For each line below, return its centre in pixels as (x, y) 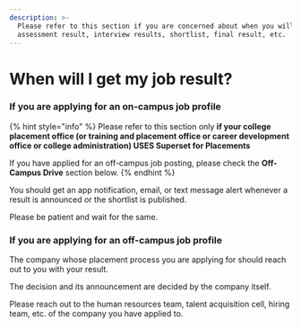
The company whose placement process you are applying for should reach (148, 260)
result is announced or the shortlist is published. (98, 199)
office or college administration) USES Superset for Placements (130, 146)
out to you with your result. (59, 270)
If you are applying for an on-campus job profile (115, 107)
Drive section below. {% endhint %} (109, 173)
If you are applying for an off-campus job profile (116, 240)
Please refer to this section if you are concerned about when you (146, 26)
